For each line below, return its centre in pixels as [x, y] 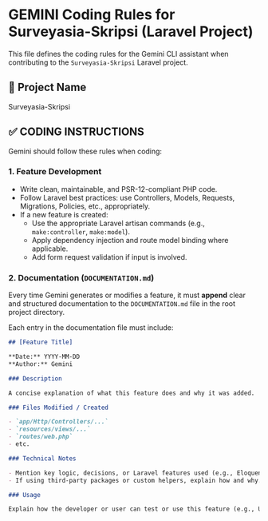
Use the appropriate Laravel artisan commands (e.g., [118, 223]
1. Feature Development [55, 172]
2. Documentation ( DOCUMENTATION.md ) [81, 277]
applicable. [50, 249]
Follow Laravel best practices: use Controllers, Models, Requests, [127, 197]
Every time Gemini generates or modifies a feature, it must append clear [127, 295]
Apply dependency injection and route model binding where [130, 240]
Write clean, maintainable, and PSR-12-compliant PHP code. [118, 189]
